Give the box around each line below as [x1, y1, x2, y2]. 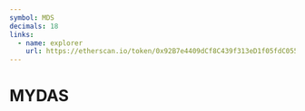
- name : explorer [17, 38, 84, 48]
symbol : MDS [9, 13, 54, 23]
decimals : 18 [9, 22, 59, 31]
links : [9, 30, 34, 39]
